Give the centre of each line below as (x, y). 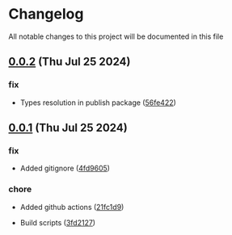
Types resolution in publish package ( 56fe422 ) (98, 103)
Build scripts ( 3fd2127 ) (57, 222)
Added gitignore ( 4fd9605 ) (65, 168)
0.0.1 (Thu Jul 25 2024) (68, 128)
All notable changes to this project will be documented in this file (116, 36)
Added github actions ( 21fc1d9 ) (72, 207)
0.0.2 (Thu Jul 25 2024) (70, 62)
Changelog (46, 14)
